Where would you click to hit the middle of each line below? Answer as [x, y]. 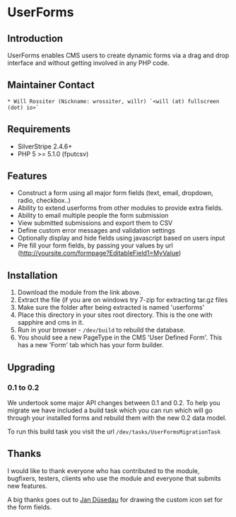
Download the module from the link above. [79, 292]
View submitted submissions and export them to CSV [95, 223]
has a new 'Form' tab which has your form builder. [90, 345]
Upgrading [31, 367]
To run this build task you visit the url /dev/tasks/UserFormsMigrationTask [114, 431]
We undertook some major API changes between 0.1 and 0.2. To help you [114, 402]
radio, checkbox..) [44, 201]
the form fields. [29, 507]
